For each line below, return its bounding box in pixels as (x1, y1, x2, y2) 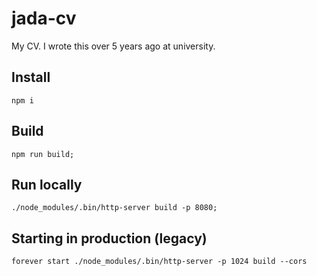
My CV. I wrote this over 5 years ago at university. (11, 40, 216, 52)
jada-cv (11, 7, 77, 30)
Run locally (11, 176, 83, 193)
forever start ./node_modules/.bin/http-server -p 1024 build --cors (11, 257, 308, 267)
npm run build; (11, 149, 75, 159)
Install (11, 69, 51, 86)
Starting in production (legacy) (11, 230, 208, 247)
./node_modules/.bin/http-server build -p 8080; (11, 203, 218, 213)
